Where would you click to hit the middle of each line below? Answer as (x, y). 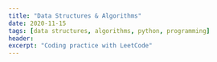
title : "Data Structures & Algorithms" (75, 16)
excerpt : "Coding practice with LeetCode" (80, 46)
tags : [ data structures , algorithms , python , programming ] (109, 31)
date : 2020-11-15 (37, 23)
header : (21, 38)
